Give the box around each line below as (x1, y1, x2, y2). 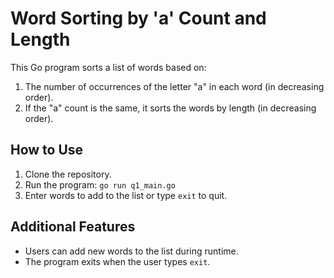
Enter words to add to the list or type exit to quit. (24, 189, 228, 201)
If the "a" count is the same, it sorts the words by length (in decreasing (24, 102, 317, 114)
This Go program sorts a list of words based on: (10, 61, 207, 73)
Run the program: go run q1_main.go (24, 178, 176, 191)
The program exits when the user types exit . (24, 255, 211, 267)
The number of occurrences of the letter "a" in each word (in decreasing (24, 80, 325, 92)
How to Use (10, 142, 84, 159)
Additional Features (10, 218, 136, 236)
